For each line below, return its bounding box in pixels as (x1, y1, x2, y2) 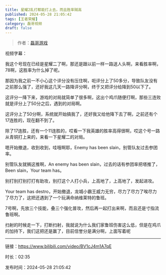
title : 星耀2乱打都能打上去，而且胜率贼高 (5, 7, 82, 12)
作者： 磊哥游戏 (17, 40, 48, 46)
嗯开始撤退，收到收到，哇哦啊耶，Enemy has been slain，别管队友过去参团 (5, 145, 158, 151)
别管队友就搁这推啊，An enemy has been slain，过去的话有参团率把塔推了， (5, 162, 161, 167)
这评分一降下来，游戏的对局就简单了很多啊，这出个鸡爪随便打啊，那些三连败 (5, 95, 161, 101)
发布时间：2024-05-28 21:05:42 (5, 265, 71, 271)
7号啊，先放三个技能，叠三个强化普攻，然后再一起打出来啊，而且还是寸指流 (5, 205, 159, 211)
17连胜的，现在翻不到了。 (5, 117, 57, 123)
